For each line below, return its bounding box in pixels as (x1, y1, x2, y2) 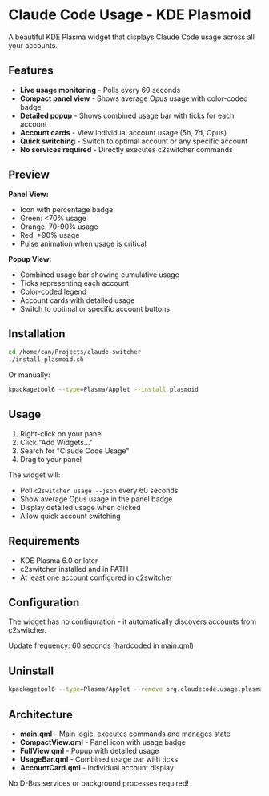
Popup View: (8, 254, 52, 263)
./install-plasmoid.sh (8, 356, 84, 364)
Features (8, 64, 54, 78)
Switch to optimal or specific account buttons (19, 304, 171, 313)
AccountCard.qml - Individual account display (19, 762, 175, 772)
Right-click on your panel (19, 428, 103, 438)
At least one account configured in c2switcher (19, 573, 173, 582)
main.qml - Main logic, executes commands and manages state (19, 729, 231, 738)
